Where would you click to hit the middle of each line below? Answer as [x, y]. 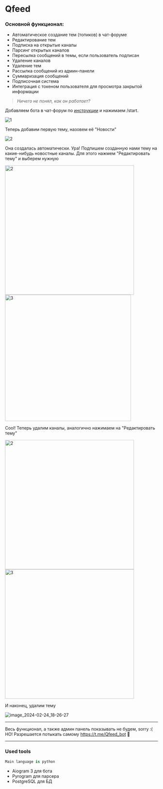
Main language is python [30, 761]
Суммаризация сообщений [40, 76]
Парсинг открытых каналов [41, 50]
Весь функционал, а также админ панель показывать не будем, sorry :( [79, 729]
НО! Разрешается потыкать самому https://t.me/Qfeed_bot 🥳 [67, 734]
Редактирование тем [34, 40]
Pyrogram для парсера [35, 776]
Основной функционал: [35, 24]
